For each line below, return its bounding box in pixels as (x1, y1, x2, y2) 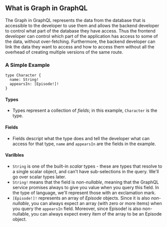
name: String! (9, 77, 39, 82)
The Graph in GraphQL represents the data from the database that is (5, 17, 146, 23)
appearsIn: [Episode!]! (9, 82, 59, 87)
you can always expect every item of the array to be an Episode (31, 211, 162, 217)
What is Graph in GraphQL (5, 4, 88, 12)
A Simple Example (5, 61, 50, 68)
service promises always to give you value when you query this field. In (12, 184, 160, 190)
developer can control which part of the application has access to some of (5, 33, 158, 39)
